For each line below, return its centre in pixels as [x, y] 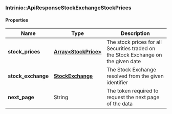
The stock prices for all [134, 42]
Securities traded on [131, 49]
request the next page [133, 98]
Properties [17, 20]
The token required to [133, 91]
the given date [124, 62]
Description [135, 33]
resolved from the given [135, 76]
